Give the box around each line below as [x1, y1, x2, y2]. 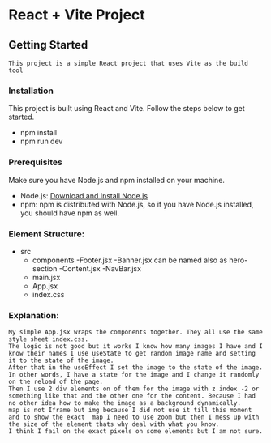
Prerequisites [8, 156, 62, 168]
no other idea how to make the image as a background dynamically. [8, 399, 242, 407]
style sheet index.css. [8, 335, 89, 343]
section [32, 263, 58, 273]
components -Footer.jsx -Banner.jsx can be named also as [32, 255, 228, 265]
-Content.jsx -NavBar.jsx [58, 263, 142, 273]
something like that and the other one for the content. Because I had [8, 392, 256, 400]
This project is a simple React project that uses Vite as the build [8, 59, 249, 67]
